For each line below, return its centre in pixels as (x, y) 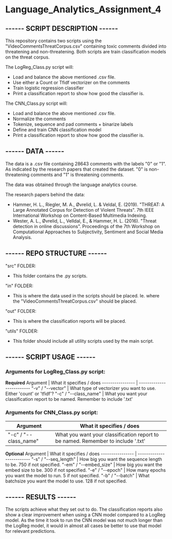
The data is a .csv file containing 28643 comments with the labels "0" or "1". (86, 163)
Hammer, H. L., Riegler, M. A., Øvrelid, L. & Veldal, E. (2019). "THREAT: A (89, 205)
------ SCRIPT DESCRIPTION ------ (62, 29)
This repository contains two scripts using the (53, 41)
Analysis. (22, 237)
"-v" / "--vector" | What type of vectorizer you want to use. (94, 388)
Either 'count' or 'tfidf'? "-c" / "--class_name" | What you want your (76, 394)
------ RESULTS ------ (41, 497)
